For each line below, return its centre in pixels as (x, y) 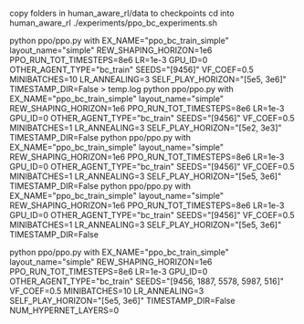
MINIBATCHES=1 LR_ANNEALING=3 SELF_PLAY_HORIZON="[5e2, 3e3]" (146, 128)
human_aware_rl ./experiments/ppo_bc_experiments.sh (113, 23)
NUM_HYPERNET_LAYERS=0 (64, 310)
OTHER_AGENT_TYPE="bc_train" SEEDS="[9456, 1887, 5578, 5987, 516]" (147, 281)
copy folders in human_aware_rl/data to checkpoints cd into (122, 13)
